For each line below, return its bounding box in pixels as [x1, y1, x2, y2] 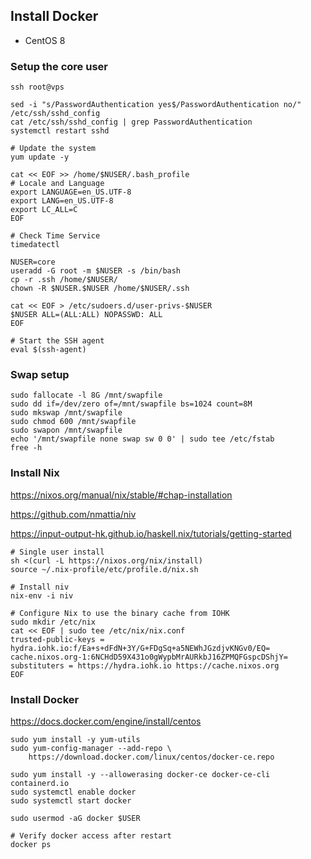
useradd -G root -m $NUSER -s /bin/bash [10, 266, 182, 276]
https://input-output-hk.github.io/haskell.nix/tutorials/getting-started [10, 527, 292, 539]
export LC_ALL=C [10, 205, 78, 215]
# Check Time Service [10, 231, 101, 241]
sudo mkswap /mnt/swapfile [10, 408, 123, 418]
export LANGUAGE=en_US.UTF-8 [10, 187, 132, 198]
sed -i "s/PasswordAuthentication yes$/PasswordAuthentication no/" [10, 100, 302, 110]
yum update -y [10, 152, 70, 163]
